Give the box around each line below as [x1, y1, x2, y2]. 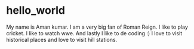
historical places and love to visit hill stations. [6, 36, 118, 43]
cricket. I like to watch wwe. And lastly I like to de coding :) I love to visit [6, 29, 183, 36]
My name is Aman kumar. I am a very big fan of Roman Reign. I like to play [6, 23, 188, 30]
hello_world [6, 4, 66, 17]
